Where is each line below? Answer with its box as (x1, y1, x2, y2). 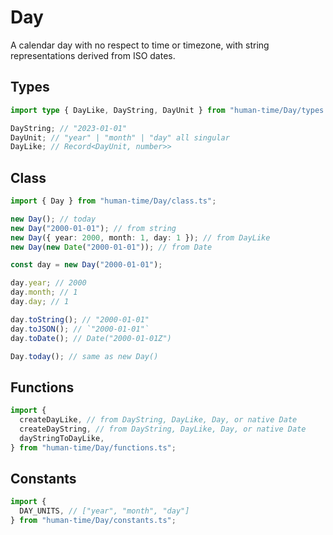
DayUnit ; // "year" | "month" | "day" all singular (10, 132, 230, 143)
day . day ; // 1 (10, 297, 70, 307)
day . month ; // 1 (10, 287, 78, 298)
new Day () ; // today (10, 214, 97, 224)
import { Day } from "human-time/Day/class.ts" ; (10, 196, 217, 206)
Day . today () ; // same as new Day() (10, 351, 159, 361)
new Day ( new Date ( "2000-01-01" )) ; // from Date (10, 242, 213, 252)
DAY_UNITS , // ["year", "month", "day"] (19, 506, 190, 516)
